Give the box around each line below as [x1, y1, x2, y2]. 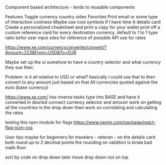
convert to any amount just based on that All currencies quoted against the [5, 79, 158, 85]
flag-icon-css [5, 124, 33, 130]
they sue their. [5, 64, 35, 70]
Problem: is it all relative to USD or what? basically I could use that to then [5, 74, 156, 80]
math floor [5, 145, 26, 150]
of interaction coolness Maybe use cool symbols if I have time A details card [5, 19, 161, 25]
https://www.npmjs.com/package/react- [73, 120, 156, 125]
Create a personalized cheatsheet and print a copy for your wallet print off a [5, 24, 160, 30]
